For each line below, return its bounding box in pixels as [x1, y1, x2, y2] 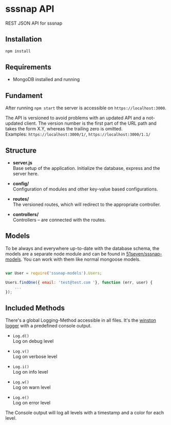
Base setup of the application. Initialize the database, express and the [12, 165, 160, 171]
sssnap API [5, 3, 54, 15]
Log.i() [12, 364, 29, 370]
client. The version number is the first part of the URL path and [24, 120, 157, 126]
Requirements [5, 63, 51, 72]
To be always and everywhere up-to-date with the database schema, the [5, 245, 160, 252]
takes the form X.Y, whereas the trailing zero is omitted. [5, 126, 123, 132]
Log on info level [12, 369, 48, 375]
